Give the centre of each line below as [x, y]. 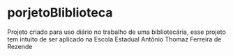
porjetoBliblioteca [60, 13]
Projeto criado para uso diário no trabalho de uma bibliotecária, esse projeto [117, 32]
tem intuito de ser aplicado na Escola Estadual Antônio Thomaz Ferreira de [114, 39]
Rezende [20, 46]
